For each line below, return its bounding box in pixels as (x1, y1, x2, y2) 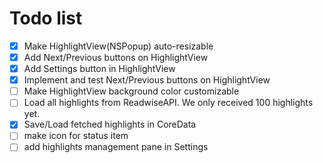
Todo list (9, 7, 83, 30)
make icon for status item (23, 130, 129, 142)
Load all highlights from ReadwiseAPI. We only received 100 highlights (23, 97, 314, 109)
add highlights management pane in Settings (23, 141, 209, 153)
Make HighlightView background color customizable (23, 85, 240, 97)
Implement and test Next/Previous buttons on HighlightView (23, 74, 271, 86)
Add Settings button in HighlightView (23, 63, 176, 75)
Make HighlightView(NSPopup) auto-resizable (23, 40, 214, 52)
